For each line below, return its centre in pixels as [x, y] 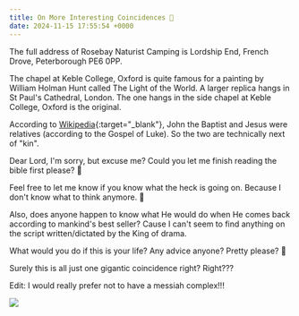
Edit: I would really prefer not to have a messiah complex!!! [117, 285]
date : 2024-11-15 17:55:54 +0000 [72, 26]
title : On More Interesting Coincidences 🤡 [92, 17]
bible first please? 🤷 [46, 170]
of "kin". [24, 143]
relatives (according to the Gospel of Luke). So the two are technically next [147, 133]
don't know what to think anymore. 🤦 [77, 197]
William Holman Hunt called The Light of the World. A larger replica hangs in [149, 88]
